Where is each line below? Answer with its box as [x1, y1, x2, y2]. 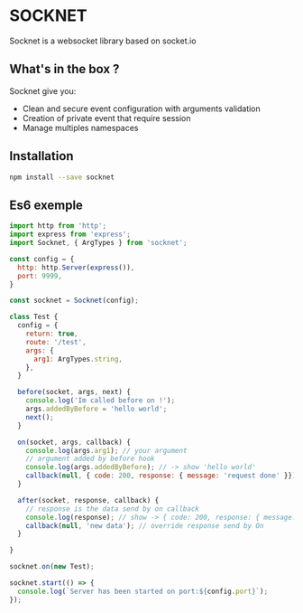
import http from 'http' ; [9, 222, 106, 231]
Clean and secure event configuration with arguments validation [22, 103, 262, 114]
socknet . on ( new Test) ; [9, 562, 95, 571]
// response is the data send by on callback [25, 504, 200, 514]
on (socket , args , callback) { [17, 438, 131, 447]
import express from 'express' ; [9, 230, 131, 240]
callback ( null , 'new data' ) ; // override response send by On [25, 521, 264, 530]
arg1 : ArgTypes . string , [32, 354, 124, 363]
